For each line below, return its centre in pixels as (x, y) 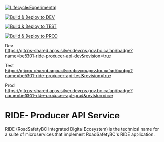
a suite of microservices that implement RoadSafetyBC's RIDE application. (80, 134)
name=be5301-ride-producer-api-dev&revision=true (58, 56)
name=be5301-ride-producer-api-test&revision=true (58, 76)
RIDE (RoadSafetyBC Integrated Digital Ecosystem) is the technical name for (82, 129)
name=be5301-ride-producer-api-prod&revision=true (59, 96)
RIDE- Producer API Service (63, 116)
